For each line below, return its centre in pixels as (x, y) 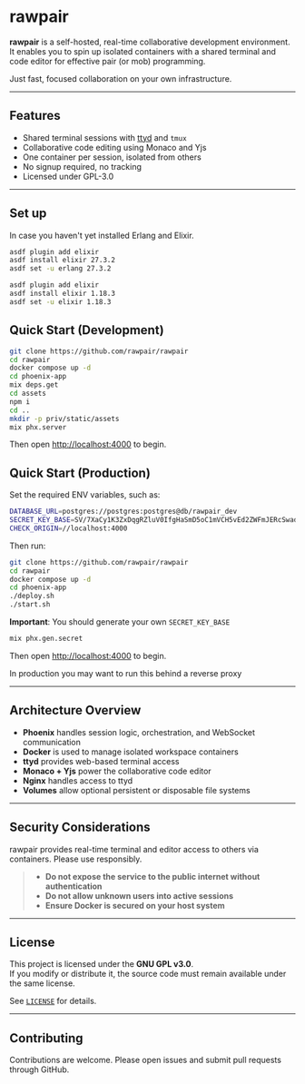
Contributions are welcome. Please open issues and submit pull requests (145, 1060)
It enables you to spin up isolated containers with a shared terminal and (143, 51)
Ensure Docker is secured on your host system (135, 905)
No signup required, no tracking (82, 166)
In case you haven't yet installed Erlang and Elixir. (102, 235)
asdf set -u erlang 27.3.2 (60, 269)
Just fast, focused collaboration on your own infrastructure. (121, 78)
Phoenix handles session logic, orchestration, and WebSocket (139, 732)
